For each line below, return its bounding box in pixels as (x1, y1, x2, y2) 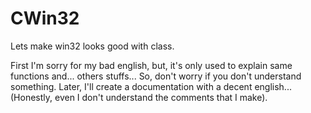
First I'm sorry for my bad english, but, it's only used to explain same (10, 59, 293, 71)
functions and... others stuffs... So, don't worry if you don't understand (10, 70, 302, 82)
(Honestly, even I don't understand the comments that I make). (10, 91, 268, 103)
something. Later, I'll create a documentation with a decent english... (10, 80, 292, 92)
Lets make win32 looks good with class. (10, 40, 175, 52)
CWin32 (10, 7, 80, 30)
